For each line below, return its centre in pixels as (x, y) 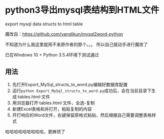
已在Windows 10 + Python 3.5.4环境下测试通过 (52, 55)
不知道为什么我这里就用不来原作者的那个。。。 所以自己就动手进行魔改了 (76, 44)
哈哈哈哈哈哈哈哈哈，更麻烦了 (35, 131)
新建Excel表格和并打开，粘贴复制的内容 (52, 109)
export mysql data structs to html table (44, 24)
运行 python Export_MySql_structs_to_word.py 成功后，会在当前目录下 (82, 91)
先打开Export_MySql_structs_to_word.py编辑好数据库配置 (70, 84)
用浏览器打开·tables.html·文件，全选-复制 (53, 103)
